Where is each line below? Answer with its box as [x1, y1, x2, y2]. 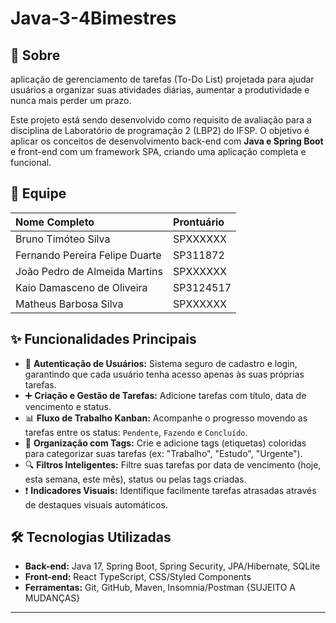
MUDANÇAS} [24, 592, 81, 604]
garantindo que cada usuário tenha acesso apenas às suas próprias [24, 368, 305, 380]
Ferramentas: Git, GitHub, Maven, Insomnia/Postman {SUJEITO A [24, 582, 297, 594]
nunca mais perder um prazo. [10, 95, 132, 106]
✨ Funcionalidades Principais [10, 331, 197, 348]
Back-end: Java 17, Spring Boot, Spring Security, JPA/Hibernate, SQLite [24, 560, 321, 572]
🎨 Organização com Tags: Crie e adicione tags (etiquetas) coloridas [24, 437, 307, 449]
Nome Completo [15, 215, 95, 229]
